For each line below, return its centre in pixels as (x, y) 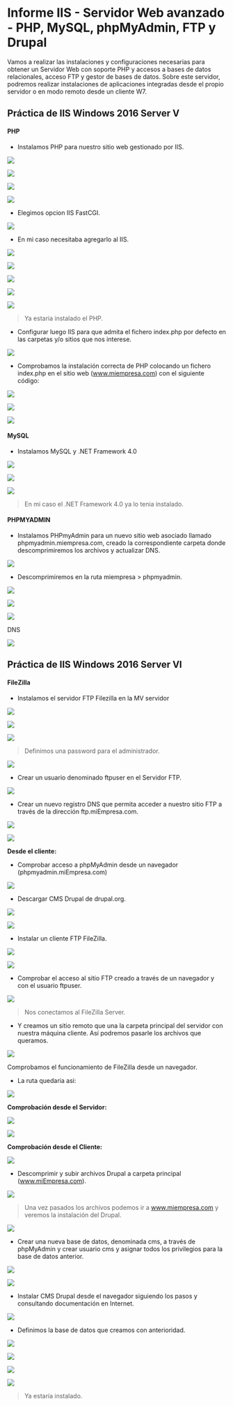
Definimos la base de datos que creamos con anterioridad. (101, 1330)
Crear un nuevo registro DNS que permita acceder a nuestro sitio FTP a (120, 804)
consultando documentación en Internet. (75, 1303)
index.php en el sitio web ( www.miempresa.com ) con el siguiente (111, 373)
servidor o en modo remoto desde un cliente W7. (77, 91)
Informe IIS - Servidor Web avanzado (116, 13)
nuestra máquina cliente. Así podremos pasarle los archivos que (109, 1033)
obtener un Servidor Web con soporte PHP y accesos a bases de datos (109, 69)
